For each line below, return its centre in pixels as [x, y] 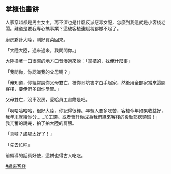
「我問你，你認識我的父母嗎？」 [39, 72]
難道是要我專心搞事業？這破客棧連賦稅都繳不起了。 [67, 28]
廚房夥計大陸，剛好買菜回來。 [36, 39]
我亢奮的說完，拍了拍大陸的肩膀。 [41, 123]
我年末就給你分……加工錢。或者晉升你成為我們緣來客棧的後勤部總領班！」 [83, 117]
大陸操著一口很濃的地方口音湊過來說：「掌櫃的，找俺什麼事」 [69, 61]
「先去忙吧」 [19, 145]
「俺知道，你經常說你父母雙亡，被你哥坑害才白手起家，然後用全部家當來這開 [85, 82]
